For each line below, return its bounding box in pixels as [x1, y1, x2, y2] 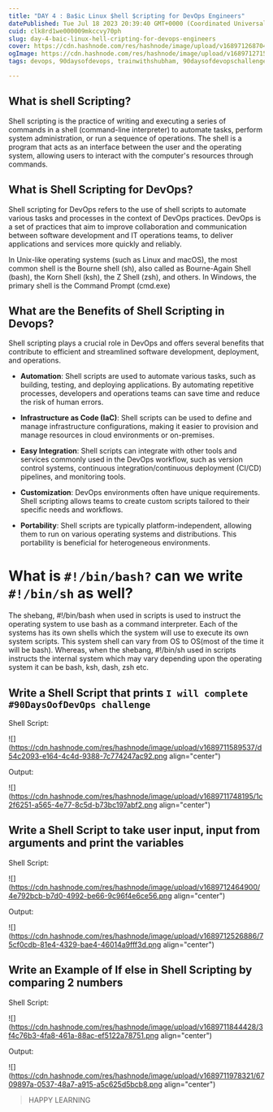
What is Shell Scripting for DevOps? [8, 183, 193, 197]
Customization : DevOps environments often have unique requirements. [19, 488, 260, 497]
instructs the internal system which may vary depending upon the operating [8, 654, 262, 663]
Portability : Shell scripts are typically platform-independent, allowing [19, 521, 252, 531]
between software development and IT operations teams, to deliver [8, 230, 233, 240]
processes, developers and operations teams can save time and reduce [19, 389, 260, 398]
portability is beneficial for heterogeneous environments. [19, 538, 210, 548]
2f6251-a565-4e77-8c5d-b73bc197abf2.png [8, 800, 158, 810]
